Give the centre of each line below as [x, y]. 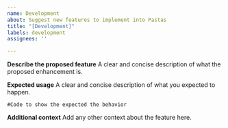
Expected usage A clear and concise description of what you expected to [111, 85]
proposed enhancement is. [45, 72]
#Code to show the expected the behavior [67, 105]
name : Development [33, 13]
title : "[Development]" [41, 26]
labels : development [37, 33]
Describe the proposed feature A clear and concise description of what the [114, 64]
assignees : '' [27, 39]
